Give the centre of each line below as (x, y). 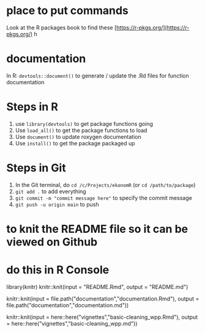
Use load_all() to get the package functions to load (81, 130)
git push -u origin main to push (57, 204)
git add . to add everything (51, 191)
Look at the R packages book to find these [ (61, 27)
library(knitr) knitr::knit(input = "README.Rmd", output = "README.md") (97, 287)
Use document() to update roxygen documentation (78, 137)
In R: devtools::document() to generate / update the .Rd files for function (98, 75)
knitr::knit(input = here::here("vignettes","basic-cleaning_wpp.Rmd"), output (102, 317)
